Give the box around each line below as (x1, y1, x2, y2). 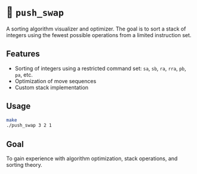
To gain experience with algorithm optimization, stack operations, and (6, 155, 178, 162)
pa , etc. (14, 71, 33, 78)
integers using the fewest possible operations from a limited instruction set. (6, 31, 192, 38)
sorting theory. (6, 161, 43, 169)
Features (6, 49, 40, 59)
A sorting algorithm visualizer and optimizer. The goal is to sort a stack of (6, 25, 186, 32)
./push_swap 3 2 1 (6, 123, 52, 129)
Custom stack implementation (14, 84, 88, 91)
